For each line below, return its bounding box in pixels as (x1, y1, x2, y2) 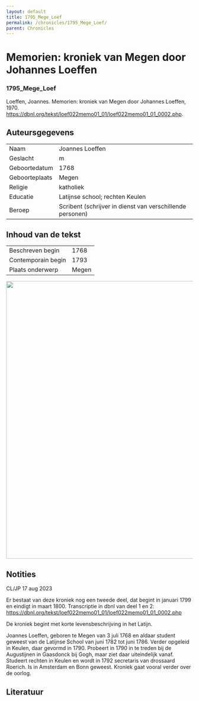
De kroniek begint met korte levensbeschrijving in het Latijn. (6, 620, 153, 628)
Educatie (9, 192, 34, 201)
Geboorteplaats (9, 173, 53, 181)
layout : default (6, 8, 46, 15)
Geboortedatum (9, 163, 53, 172)
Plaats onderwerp (9, 266, 59, 274)
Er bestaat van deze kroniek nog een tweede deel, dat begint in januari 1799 (6, 596, 191, 604)
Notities (6, 569, 36, 579)
